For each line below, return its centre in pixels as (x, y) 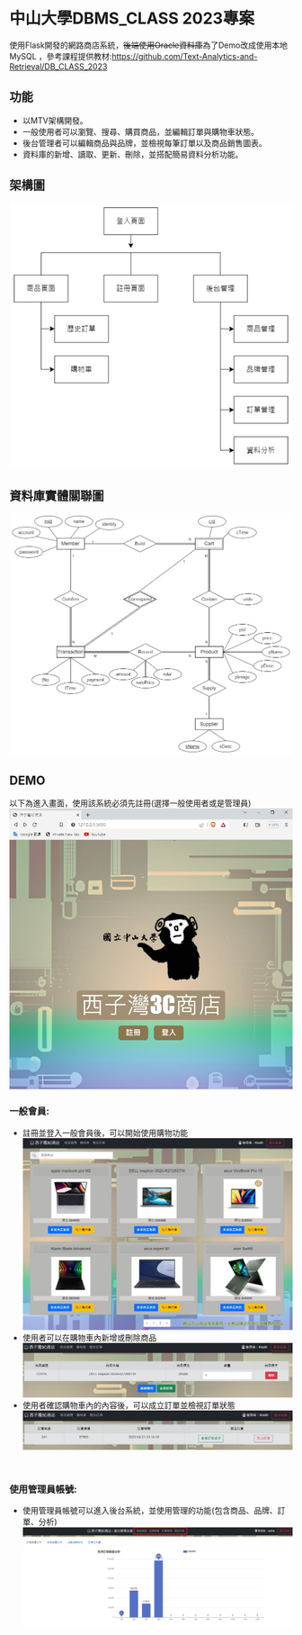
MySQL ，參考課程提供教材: (61, 56)
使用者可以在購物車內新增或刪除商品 (89, 1337)
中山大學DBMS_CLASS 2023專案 (132, 18)
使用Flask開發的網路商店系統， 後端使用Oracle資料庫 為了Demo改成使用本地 (148, 45)
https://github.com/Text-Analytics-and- (185, 56)
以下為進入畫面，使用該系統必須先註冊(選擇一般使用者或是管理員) (130, 803)
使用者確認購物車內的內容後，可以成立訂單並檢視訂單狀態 (129, 1405)
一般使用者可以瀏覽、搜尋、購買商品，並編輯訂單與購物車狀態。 (140, 131)
